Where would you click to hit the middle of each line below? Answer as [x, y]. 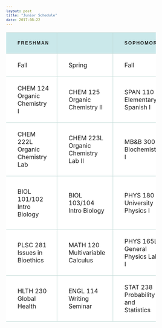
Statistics [137, 310]
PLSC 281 [32, 245]
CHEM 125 [84, 92]
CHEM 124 [34, 89]
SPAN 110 [139, 92]
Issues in [30, 253]
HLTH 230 [32, 291]
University [139, 203]
